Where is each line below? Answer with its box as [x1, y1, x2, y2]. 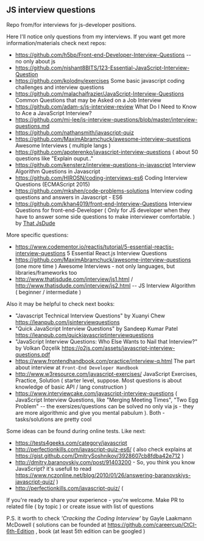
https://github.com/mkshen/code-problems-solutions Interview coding [15, 187, 193, 194]
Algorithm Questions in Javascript [15, 168, 100, 175]
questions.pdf [15, 350, 51, 358]
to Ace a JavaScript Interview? [15, 109, 93, 116]
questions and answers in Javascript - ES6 [15, 193, 123, 200]
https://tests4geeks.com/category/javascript [15, 439, 128, 447]
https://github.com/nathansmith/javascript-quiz [15, 129, 134, 136]
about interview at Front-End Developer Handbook [15, 364, 139, 371]
